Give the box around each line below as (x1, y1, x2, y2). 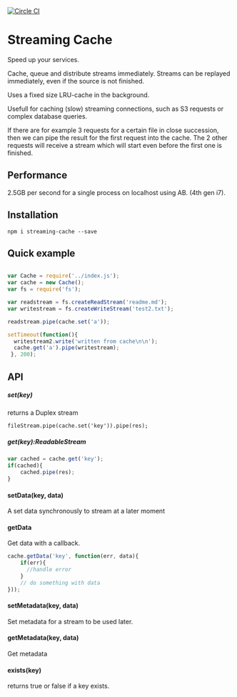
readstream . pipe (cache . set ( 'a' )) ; (7, 318, 111, 325)
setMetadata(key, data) (7, 601, 79, 610)
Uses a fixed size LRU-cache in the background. (7, 90, 150, 99)
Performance (7, 169, 68, 181)
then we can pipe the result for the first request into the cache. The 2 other (7, 133, 228, 142)
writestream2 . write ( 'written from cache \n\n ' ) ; (14, 338, 158, 345)
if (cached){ (7, 462, 43, 469)
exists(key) (7, 666, 41, 674)
